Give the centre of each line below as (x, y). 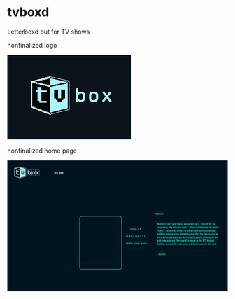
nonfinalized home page (42, 151)
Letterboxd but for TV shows (49, 32)
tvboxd (28, 12)
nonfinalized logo (32, 45)
